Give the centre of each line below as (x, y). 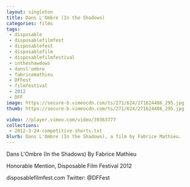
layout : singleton (30, 12)
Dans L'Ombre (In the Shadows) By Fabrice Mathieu (71, 154)
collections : (23, 125)
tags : (13, 29)
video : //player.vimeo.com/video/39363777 (61, 120)
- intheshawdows (30, 63)
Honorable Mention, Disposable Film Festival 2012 (69, 166)
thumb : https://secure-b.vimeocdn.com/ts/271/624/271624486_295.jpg (95, 108)
